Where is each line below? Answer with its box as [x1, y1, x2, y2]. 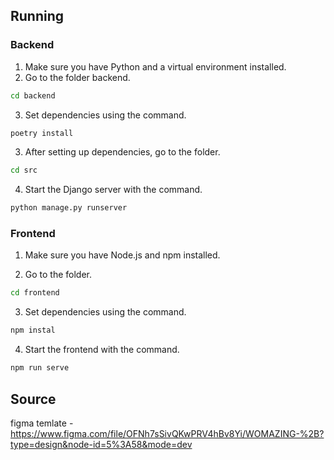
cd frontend [10, 288, 60, 298]
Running [10, 8, 65, 25]
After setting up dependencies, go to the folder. [24, 146, 221, 158]
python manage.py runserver [10, 203, 128, 213]
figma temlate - [10, 417, 74, 429]
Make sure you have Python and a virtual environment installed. [24, 60, 287, 73]
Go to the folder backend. [24, 71, 131, 83]
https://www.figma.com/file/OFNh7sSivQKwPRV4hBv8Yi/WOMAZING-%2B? [10, 427, 325, 439]
